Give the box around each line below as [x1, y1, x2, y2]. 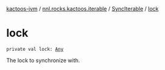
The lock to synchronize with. [6, 57, 80, 64]
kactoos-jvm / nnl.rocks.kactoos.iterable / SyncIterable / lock [6, 5, 159, 12]
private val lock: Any [6, 46, 64, 52]
